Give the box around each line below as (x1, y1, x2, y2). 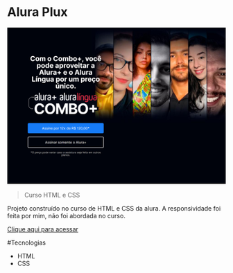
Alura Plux (7, 4, 68, 20)
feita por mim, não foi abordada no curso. (7, 211, 126, 220)
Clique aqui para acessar (7, 224, 78, 233)
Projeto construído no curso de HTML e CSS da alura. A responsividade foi (7, 204, 221, 212)
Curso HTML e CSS (24, 191, 80, 199)
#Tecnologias (7, 238, 46, 247)
